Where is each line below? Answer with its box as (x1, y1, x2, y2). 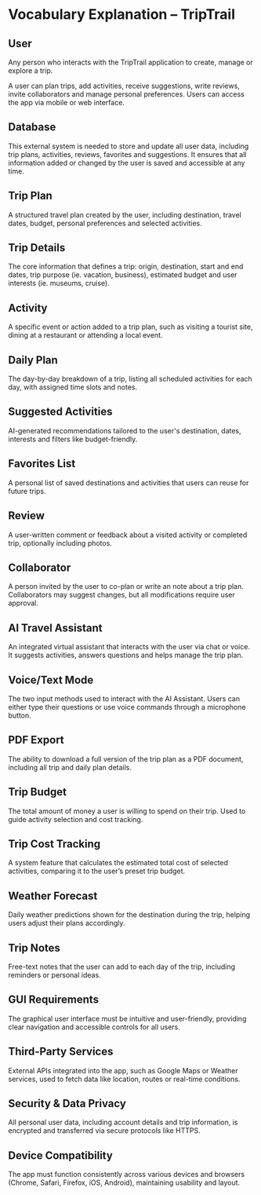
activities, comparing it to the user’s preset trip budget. (8, 866, 186, 876)
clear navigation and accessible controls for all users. (8, 1022, 180, 1032)
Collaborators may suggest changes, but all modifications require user (8, 590, 235, 600)
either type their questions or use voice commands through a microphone (8, 702, 246, 711)
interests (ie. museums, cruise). (8, 279, 110, 288)
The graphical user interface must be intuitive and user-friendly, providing (8, 1014, 247, 1023)
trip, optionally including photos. (8, 538, 112, 547)
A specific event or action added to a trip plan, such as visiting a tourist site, (8, 322, 253, 331)
